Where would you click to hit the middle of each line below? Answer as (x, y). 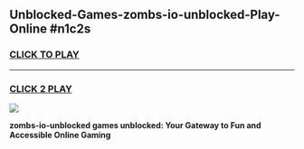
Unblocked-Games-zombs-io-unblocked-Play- (145, 15)
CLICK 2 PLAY (41, 88)
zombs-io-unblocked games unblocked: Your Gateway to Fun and (135, 125)
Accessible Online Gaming (60, 135)
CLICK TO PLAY (44, 55)
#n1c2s (70, 29)
